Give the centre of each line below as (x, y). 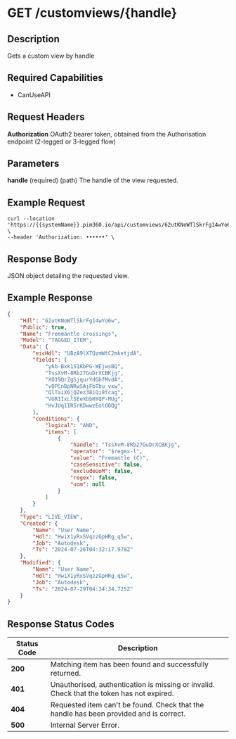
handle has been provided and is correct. (118, 714)
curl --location (31, 219)
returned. (66, 674)
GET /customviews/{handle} (92, 13)
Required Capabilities (55, 78)
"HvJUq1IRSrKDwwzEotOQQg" (83, 406)
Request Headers (46, 117)
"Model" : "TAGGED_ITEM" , (56, 340)
